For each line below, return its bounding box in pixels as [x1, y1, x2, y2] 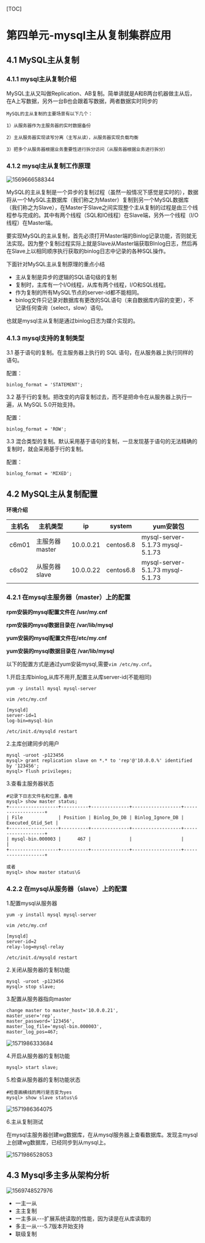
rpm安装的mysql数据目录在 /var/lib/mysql [6, 621, 113, 628]
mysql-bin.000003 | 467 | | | [12, 836, 184, 842]
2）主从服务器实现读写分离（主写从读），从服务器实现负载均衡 [6, 134, 139, 140]
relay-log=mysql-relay [6, 944, 64, 950]
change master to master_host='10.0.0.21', [6, 1007, 119, 1013]
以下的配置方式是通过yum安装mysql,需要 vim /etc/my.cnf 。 [6, 660, 156, 667]
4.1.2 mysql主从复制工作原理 [6, 162, 91, 170]
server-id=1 [6, 712, 37, 718]
